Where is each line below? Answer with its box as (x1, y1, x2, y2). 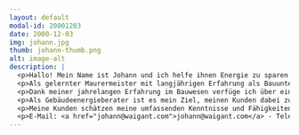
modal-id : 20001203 (9, 21, 82, 30)
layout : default (9, 12, 69, 22)
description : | (9, 63, 66, 72)
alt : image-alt (9, 54, 66, 63)
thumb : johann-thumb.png (9, 46, 101, 55)
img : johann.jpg (9, 37, 69, 47)
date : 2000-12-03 (9, 29, 74, 38)
